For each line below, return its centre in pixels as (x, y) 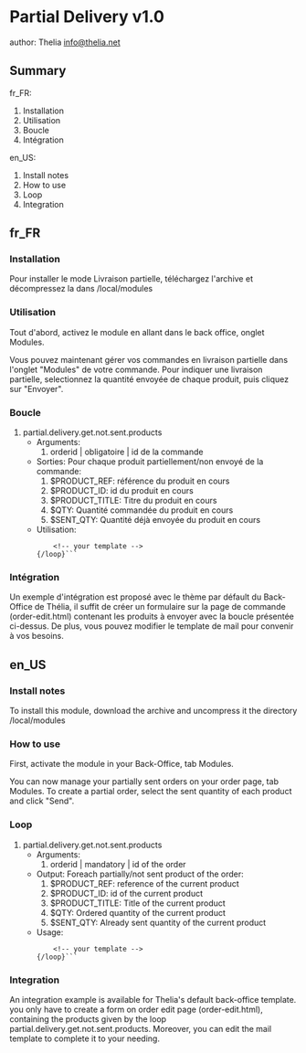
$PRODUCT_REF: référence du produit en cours (140, 481)
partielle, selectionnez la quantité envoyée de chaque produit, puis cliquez (149, 379)
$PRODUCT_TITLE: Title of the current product (137, 903)
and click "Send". (42, 801)
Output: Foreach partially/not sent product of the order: (140, 874)
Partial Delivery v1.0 (87, 17)
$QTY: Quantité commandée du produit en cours (142, 510)
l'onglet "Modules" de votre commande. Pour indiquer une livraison (136, 369)
